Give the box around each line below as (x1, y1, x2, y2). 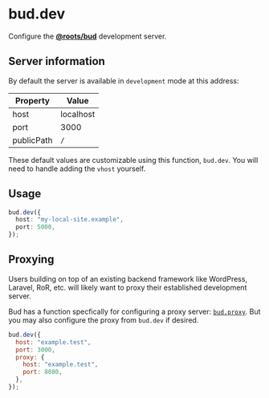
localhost (59, 108, 96, 120)
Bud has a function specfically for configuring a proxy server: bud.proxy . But (8, 307, 261, 316)
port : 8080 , (22, 368, 63, 376)
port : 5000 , (15, 223, 56, 231)
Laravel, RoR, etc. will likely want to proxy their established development (8, 282, 247, 292)
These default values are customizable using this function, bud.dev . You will (8, 155, 259, 164)
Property (14, 95, 51, 106)
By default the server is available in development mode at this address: (8, 75, 239, 85)
